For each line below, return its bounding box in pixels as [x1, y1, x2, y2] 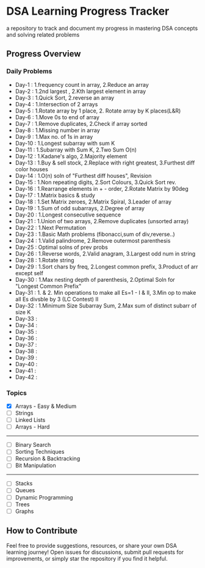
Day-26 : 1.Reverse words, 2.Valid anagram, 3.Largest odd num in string [15, 249, 196, 257]
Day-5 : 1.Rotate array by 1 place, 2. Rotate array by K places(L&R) [15, 107, 181, 114]
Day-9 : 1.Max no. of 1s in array [15, 133, 93, 140]
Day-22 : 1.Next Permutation [15, 224, 87, 231]
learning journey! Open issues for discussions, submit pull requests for [6, 548, 184, 556]
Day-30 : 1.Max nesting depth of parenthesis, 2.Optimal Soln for [15, 276, 175, 283]
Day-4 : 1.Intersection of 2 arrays [15, 100, 98, 108]
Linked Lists [15, 416, 46, 424]
